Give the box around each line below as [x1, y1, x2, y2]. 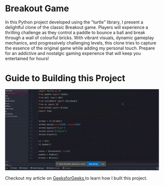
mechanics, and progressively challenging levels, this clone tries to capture [5, 40, 157, 46]
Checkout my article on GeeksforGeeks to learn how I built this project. [5, 175, 148, 181]
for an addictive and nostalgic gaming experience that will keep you [5, 50, 141, 56]
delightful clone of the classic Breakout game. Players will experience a [5, 24, 148, 30]
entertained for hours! [5, 55, 49, 61]
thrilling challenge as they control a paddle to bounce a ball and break [5, 29, 145, 35]
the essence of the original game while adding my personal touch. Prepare [5, 45, 155, 51]
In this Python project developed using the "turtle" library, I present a [5, 19, 143, 25]
